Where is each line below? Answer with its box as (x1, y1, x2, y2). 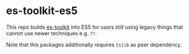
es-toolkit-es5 (6, 4, 78, 18)
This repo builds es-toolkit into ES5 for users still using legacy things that (6, 23, 183, 31)
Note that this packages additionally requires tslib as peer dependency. (6, 41, 182, 48)
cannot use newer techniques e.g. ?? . (6, 29, 97, 36)
